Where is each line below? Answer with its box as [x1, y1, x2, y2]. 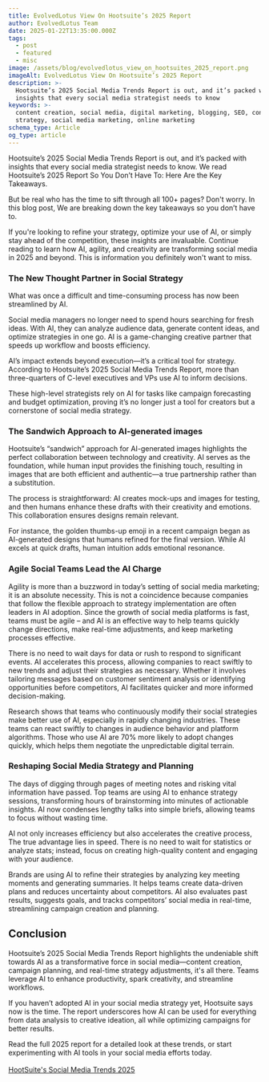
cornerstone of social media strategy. [8, 405, 132, 415]
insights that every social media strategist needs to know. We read [8, 161, 227, 171]
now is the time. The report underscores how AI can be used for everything [8, 1007, 257, 1016]
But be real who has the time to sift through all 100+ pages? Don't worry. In [8, 194, 255, 204]
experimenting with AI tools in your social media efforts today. [8, 1047, 212, 1057]
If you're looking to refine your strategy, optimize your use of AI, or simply [8, 226, 252, 237]
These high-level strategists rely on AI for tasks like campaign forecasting [8, 388, 251, 398]
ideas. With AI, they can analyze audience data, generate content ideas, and [8, 323, 260, 333]
